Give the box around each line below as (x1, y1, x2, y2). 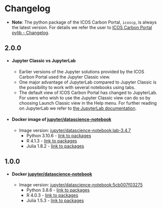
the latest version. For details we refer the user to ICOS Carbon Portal (11, 24, 153, 30)
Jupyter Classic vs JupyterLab (11, 58, 76, 63)
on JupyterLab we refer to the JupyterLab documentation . (19, 105, 137, 111)
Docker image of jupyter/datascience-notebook (11, 117, 111, 122)
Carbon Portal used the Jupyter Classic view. (19, 74, 110, 80)
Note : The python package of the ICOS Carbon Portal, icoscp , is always (11, 19, 157, 25)
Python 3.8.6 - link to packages (26, 187, 90, 193)
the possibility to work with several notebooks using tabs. (19, 84, 135, 90)
